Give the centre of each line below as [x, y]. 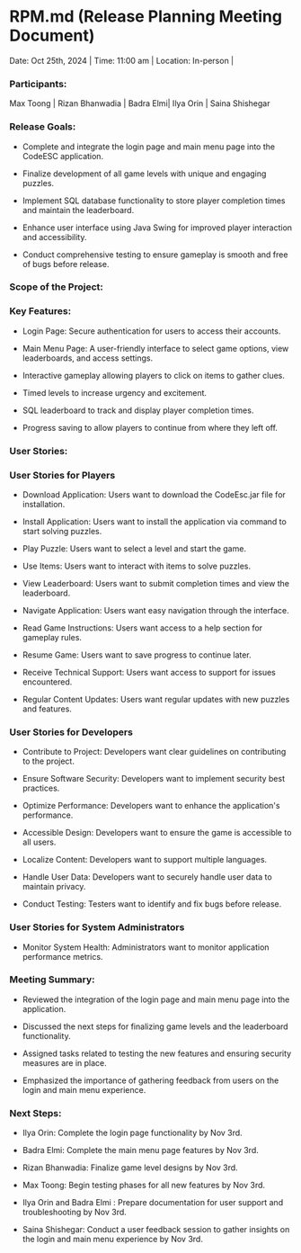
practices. [41, 788]
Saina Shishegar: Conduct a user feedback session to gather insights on [156, 1230]
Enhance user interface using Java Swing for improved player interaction [157, 228]
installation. [44, 504]
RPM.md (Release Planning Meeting [146, 17]
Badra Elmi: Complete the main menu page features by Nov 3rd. [140, 1150]
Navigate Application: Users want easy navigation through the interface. [155, 610]
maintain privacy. [54, 887]
